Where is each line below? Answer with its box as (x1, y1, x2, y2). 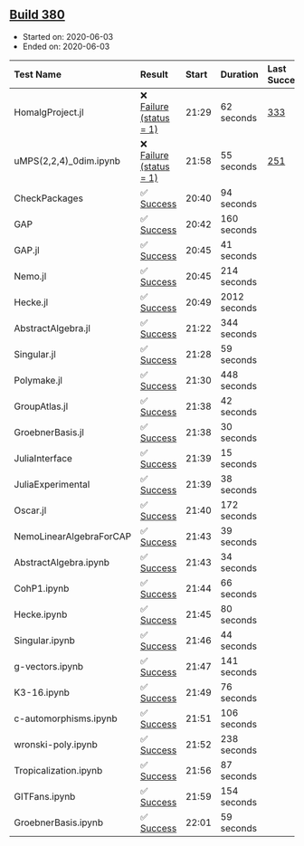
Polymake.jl (14, 374, 63, 386)
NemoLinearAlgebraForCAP (14, 529, 132, 542)
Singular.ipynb (14, 633, 75, 646)
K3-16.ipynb (14, 686, 71, 699)
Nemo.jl (14, 270, 47, 282)
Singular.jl (14, 347, 56, 360)
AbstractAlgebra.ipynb (14, 556, 110, 568)
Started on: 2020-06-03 (22, 31, 114, 42)
